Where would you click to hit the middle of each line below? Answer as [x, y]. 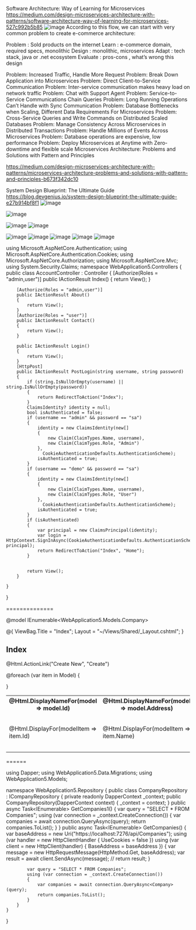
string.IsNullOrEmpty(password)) [47, 387]
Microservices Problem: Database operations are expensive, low [83, 136]
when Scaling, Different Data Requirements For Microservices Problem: [92, 112]
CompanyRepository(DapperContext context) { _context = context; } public [96, 803]
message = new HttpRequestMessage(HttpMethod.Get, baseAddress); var [96, 852]
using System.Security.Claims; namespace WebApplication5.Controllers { [94, 267]
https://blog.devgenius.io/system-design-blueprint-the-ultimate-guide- [92, 196]
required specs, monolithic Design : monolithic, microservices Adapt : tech [95, 51]
